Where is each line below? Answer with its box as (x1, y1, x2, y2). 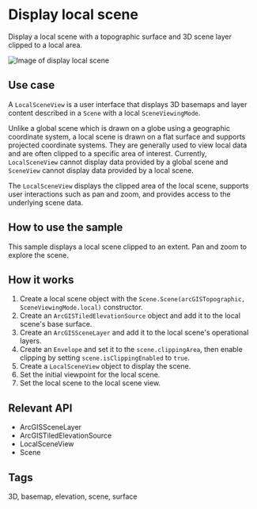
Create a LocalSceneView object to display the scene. (19, 362, 191, 371)
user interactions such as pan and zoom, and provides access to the (8, 189, 231, 199)
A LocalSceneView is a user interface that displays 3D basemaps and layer (8, 99, 248, 109)
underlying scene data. (8, 197, 84, 207)
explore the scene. (8, 250, 69, 259)
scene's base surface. (19, 320, 93, 329)
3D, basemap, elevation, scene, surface (8, 492, 138, 501)
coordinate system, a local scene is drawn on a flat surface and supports (8, 132, 246, 141)
